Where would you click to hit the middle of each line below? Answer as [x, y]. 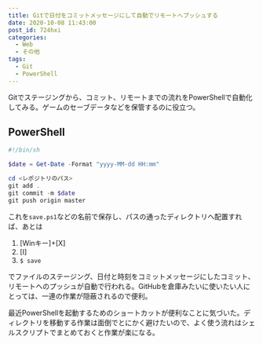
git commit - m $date [42, 193]
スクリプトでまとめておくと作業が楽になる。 [87, 332]
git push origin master [47, 200]
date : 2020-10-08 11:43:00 [52, 23]
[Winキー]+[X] [42, 243]
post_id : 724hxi [35, 30]
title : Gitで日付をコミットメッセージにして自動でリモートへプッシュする [113, 15]
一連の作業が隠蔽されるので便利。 [97, 296]
